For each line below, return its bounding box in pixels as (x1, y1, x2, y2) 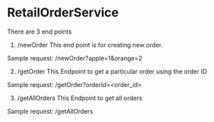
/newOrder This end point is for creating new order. (17, 40, 163, 49)
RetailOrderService (7, 5, 119, 21)
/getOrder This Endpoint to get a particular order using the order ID (17, 67, 208, 75)
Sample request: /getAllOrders (7, 107, 94, 115)
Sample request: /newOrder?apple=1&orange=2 (7, 53, 142, 62)
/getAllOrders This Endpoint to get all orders (17, 94, 142, 102)
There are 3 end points (7, 27, 72, 36)
